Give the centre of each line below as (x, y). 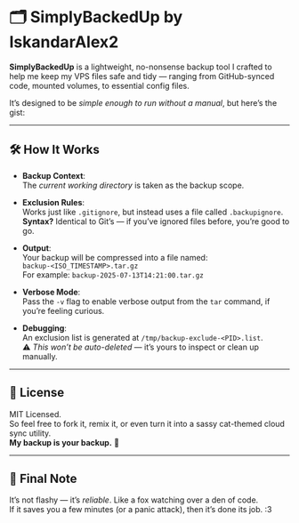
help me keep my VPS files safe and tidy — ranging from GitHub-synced (142, 76)
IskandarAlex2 (64, 42)
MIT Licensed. (36, 414)
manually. (40, 356)
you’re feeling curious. (63, 310)
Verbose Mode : (51, 292)
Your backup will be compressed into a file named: (115, 257)
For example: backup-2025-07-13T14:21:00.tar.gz (113, 274)
